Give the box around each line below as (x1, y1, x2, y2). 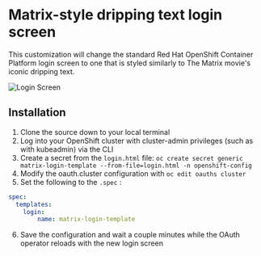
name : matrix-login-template (37, 216, 136, 224)
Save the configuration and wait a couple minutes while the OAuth (19, 230, 241, 240)
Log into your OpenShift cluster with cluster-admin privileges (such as (19, 136, 254, 145)
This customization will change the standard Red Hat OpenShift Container (8, 49, 254, 59)
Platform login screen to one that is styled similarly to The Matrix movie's (8, 58, 251, 68)
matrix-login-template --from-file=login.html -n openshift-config (19, 162, 252, 170)
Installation (8, 106, 66, 120)
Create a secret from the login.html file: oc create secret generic (19, 153, 244, 162)
